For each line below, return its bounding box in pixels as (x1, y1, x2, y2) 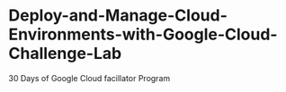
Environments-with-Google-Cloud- (8, 24, 278, 45)
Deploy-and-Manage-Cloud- (8, 5, 228, 26)
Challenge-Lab (8, 44, 122, 63)
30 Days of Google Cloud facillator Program (8, 72, 171, 83)
